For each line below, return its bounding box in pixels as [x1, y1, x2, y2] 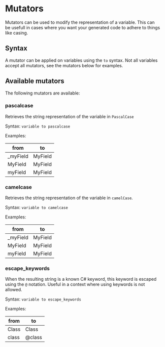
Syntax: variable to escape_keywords [5, 296, 81, 302]
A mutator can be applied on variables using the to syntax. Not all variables [5, 57, 158, 63]
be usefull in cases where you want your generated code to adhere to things [5, 24, 160, 30]
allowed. [5, 287, 22, 293]
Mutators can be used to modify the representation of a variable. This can [5, 19, 155, 25]
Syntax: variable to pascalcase [5, 123, 70, 129]
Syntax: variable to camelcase [5, 205, 68, 211]
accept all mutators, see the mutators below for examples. [5, 62, 123, 68]
